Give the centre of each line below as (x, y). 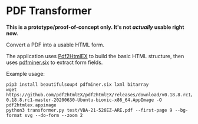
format (14, 115)
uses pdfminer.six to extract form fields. (55, 62)
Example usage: (26, 73)
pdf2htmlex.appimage (32, 105)
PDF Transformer (49, 11)
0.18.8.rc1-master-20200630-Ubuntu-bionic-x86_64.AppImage (80, 100)
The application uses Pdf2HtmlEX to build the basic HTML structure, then (95, 56)
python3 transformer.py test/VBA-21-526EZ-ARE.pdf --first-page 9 (89, 110)
